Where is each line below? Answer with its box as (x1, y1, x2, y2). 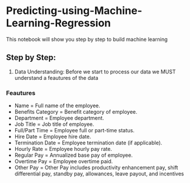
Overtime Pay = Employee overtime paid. (14, 158, 113, 165)
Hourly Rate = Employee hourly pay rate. (14, 146, 112, 153)
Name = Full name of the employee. (14, 102, 100, 109)
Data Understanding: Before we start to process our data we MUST (14, 68, 176, 75)
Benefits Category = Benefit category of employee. (14, 108, 138, 115)
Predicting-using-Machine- (6, 4, 143, 17)
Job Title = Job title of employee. (14, 121, 94, 128)
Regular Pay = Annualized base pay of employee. (14, 152, 133, 159)
